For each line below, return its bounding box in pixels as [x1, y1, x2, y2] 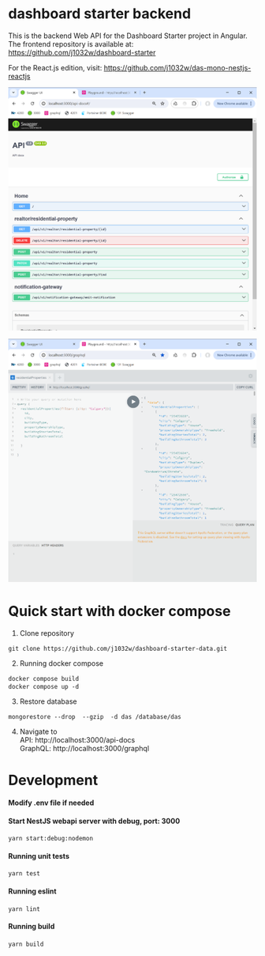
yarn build [8, 940, 44, 948]
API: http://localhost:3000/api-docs [19, 735, 136, 745]
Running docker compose [19, 659, 104, 668]
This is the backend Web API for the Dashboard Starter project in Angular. [8, 31, 248, 40]
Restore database [19, 697, 77, 706]
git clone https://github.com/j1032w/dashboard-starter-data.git [8, 645, 227, 653]
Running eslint [8, 886, 57, 896]
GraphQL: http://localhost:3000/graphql [19, 744, 150, 754]
